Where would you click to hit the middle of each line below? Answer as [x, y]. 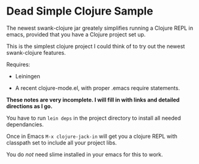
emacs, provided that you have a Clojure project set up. [76, 34]
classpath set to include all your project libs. [62, 142]
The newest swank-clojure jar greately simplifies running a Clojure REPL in [100, 28]
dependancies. [25, 124]
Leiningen [28, 76]
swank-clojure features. [36, 52]
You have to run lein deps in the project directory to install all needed [94, 118]
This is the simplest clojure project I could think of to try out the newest [96, 46]
